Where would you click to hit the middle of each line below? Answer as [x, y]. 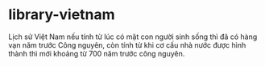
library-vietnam [62, 15]
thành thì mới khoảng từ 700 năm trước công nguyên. [97, 53]
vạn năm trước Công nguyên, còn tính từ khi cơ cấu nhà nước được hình [127, 45]
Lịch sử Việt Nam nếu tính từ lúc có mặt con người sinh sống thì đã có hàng [133, 37]
